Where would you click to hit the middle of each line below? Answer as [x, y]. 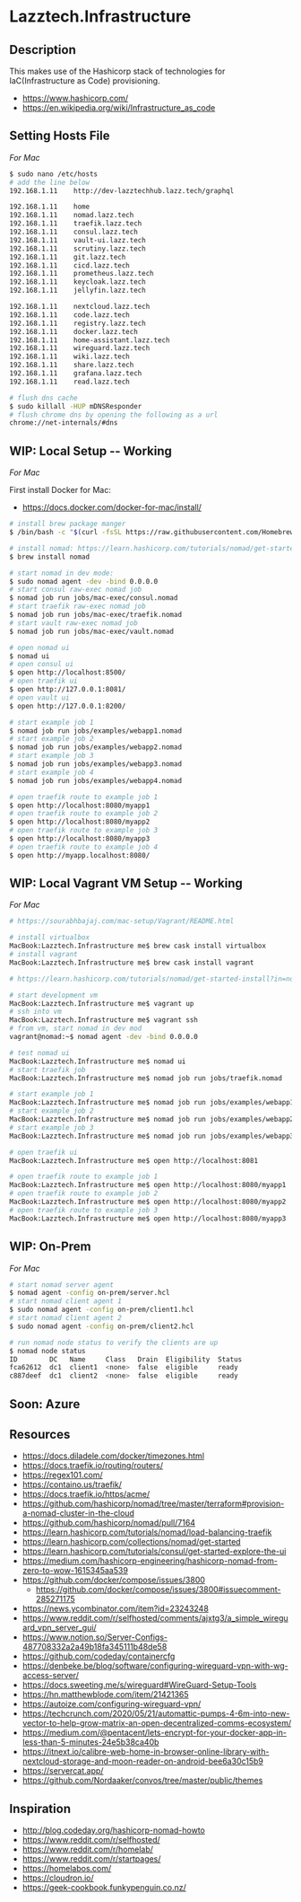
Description [43, 50]
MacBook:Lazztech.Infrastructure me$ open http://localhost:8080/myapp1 [148, 1185]
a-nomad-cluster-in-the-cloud [78, 1513]
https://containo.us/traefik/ [72, 1484]
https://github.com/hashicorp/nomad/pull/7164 [108, 1523]
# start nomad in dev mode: [62, 573]
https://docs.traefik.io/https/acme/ [86, 1494]
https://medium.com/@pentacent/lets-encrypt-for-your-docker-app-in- [154, 1733]
